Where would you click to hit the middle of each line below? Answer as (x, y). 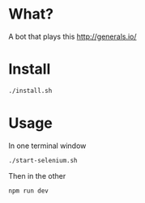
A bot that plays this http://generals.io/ (72, 36)
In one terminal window (47, 146)
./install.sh (30, 91)
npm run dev (28, 191)
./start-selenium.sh (43, 160)
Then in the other (37, 176)
